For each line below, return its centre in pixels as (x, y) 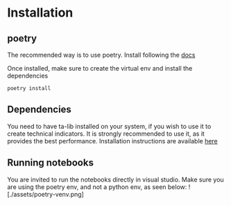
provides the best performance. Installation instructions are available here (113, 141)
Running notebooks (50, 163)
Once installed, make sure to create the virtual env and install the (100, 68)
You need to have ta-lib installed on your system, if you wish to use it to (109, 126)
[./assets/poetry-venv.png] (46, 194)
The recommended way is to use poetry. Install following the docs (101, 55)
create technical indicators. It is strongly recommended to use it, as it (106, 134)
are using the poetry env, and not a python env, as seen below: (97, 187)
